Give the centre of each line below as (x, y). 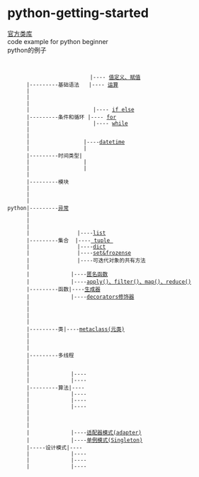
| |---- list (66, 233)
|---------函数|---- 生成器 (63, 289)
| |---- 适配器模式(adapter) (84, 432)
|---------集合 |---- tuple (68, 240)
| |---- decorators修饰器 (80, 297)
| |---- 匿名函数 (67, 274)
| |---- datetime (75, 142)
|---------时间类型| (54, 155)
